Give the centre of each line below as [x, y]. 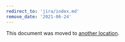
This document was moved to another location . [63, 33]
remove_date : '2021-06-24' [39, 17]
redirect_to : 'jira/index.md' [43, 11]
